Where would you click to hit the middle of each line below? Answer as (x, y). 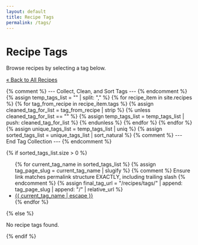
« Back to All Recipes (32, 80)
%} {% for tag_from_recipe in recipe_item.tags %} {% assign (80, 104)
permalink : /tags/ (29, 22)
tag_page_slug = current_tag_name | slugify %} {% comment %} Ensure (102, 171)
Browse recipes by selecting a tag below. (56, 68)
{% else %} (20, 214)
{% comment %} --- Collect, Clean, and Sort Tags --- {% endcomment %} (97, 92)
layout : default (26, 12)
